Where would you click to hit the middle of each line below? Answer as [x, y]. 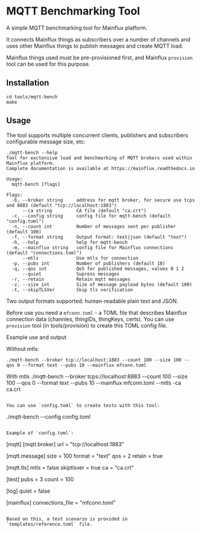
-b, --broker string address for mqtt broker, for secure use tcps [104, 200]
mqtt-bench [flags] [36, 184]
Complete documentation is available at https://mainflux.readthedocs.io [101, 168]
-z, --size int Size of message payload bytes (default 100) [102, 285]
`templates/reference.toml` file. [50, 524]
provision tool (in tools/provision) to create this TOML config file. [87, 325]
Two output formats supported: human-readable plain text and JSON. [92, 301]
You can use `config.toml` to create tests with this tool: [83, 405]
